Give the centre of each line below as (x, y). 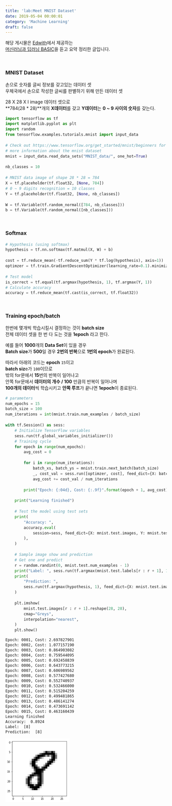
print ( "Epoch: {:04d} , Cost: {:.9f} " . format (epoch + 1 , (84, 490)
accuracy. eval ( (40, 528)
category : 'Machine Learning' (38, 21)
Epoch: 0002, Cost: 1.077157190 (40, 645)
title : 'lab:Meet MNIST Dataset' (41, 11)
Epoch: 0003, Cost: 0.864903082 (40, 650)
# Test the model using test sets (51, 511)
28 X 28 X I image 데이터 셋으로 (38, 102)
